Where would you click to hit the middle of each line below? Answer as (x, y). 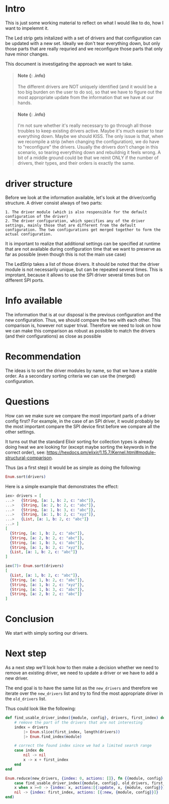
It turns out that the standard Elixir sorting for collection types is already (80, 442)
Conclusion (30, 619)
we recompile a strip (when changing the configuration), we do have (88, 141)
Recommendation (43, 357)
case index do (29, 750)
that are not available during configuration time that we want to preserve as (83, 249)
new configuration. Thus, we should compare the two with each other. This (83, 320)
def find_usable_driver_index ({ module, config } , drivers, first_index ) (82, 718)
